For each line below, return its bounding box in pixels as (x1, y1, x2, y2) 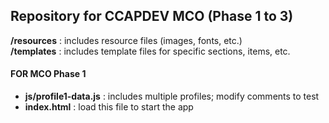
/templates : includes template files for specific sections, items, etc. (10, 45, 291, 57)
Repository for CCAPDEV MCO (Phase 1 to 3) (10, 8, 294, 25)
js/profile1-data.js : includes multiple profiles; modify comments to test (24, 90, 320, 103)
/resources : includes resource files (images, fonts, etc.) (10, 34, 243, 46)
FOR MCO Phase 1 (10, 68, 87, 80)
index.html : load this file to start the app (24, 101, 194, 113)
